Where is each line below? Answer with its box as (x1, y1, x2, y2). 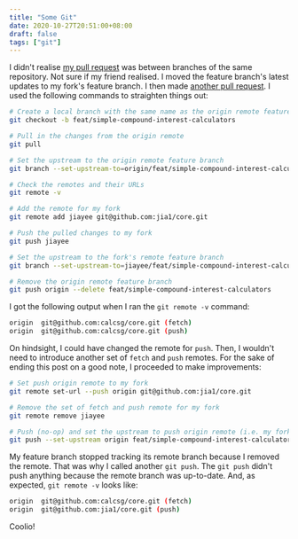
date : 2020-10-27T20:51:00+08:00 (9, 21, 133, 30)
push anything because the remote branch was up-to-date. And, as (9, 471, 255, 481)
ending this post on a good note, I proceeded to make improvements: (9, 362, 262, 372)
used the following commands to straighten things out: (9, 90, 208, 101)
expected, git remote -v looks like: (9, 480, 138, 490)
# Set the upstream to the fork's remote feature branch (9, 253, 224, 262)
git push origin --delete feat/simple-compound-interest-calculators (9, 285, 272, 294)
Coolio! (9, 521, 35, 532)
